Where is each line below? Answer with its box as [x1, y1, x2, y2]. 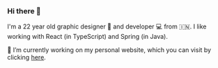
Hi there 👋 [7, 6, 42, 16]
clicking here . [7, 53, 47, 62]
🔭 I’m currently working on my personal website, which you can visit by [7, 46, 211, 54]
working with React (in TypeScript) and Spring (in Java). [7, 33, 169, 41]
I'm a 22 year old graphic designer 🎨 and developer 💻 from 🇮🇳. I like [7, 22, 207, 31]
